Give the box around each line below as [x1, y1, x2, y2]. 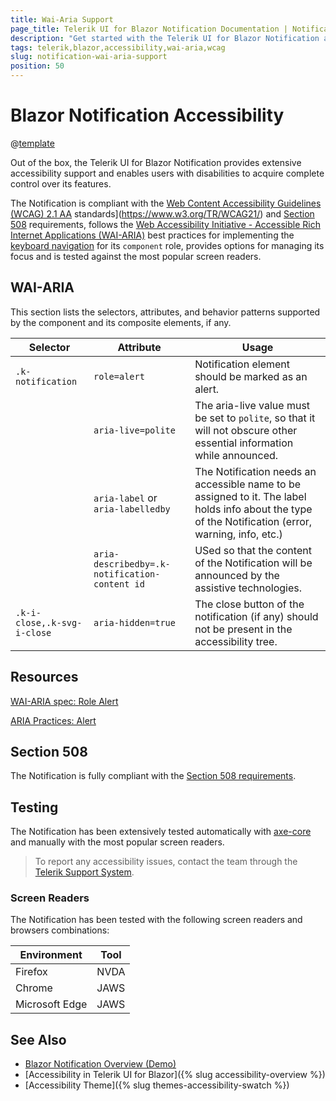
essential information [194, 436, 294, 450]
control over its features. [10, 177, 112, 190]
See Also [10, 1031, 67, 1048]
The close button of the [194, 597, 305, 611]
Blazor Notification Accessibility [10, 104, 285, 127]
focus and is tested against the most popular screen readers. [10, 250, 262, 262]
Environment [19, 948, 83, 962]
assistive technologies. [194, 581, 303, 595]
